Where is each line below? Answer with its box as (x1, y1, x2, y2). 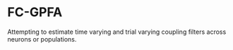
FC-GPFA (7, 4, 63, 20)
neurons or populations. (7, 35, 77, 43)
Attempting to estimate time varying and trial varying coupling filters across (7, 27, 227, 36)
